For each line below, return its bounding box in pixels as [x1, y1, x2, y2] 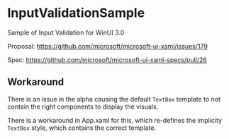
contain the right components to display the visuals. [7, 102, 159, 111]
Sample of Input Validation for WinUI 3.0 [7, 28, 125, 37]
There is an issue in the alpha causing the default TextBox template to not [7, 95, 221, 103]
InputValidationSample [7, 5, 145, 21]
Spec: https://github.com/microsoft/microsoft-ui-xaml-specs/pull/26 [7, 55, 207, 64]
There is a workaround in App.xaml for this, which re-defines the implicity [7, 116, 222, 124]
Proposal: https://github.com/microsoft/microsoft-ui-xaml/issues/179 [7, 42, 208, 50]
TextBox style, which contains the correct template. [7, 123, 157, 132]
